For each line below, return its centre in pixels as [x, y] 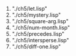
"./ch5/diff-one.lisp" [36, 46]
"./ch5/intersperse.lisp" [40, 40]
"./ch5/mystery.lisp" [36, 15]
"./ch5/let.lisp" [30, 9]
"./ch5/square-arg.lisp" [40, 21]
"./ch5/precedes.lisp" [38, 34]
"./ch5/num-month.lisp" [41, 27]
